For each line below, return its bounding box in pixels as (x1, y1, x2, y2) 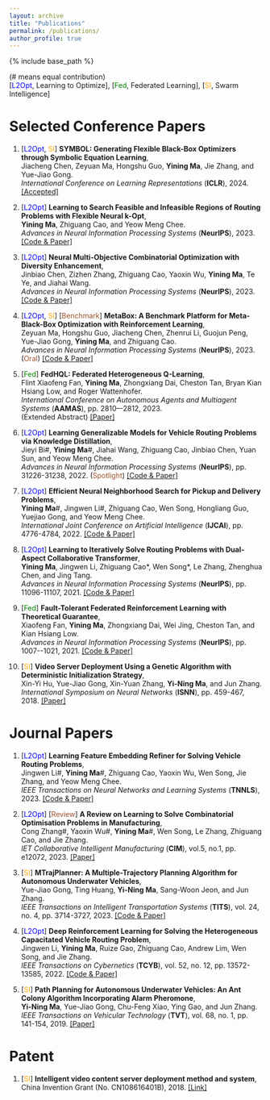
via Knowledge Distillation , (20, 436, 113, 446)
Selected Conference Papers (9, 118, 206, 135)
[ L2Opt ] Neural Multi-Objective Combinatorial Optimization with (20, 252, 240, 262)
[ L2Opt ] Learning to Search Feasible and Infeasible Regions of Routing (20, 202, 261, 212)
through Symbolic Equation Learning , (20, 152, 149, 162)
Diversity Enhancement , (20, 261, 104, 271)
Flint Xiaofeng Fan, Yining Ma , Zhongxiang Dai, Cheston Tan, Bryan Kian (20, 378, 263, 388)
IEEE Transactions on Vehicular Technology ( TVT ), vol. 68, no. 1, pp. (20, 1010, 249, 1020)
